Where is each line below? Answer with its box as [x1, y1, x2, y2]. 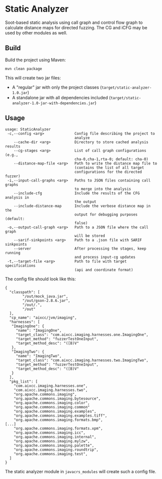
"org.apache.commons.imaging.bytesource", [14, 396, 101, 401]
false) [74, 221, 88, 225]
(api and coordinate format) [74, 267, 133, 272]
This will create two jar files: [5, 74, 61, 81]
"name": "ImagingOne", [16, 328, 62, 333]
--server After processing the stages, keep [14, 246, 146, 251]
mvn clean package [5, 66, 42, 71]
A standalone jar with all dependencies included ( [12, 94, 111, 100]
